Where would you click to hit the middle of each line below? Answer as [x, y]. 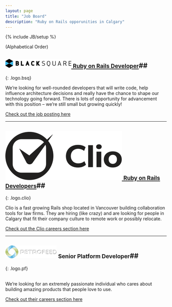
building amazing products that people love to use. [59, 289]
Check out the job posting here [38, 114]
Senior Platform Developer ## [98, 256]
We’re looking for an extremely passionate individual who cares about [79, 284]
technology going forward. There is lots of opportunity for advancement [81, 99]
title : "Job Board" [26, 16]
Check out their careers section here [44, 299]
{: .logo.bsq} [18, 78]
